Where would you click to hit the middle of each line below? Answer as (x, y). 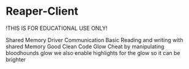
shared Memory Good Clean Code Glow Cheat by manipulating (85, 46)
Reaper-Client (42, 11)
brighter (16, 59)
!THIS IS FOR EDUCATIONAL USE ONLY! (57, 28)
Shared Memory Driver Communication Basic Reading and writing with (94, 40)
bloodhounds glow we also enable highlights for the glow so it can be (93, 53)
